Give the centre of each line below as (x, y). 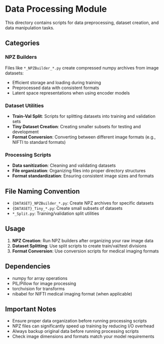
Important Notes (31, 309)
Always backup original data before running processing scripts (75, 331)
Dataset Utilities (24, 105)
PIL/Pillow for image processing (44, 283)
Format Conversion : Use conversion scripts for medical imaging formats (85, 251)
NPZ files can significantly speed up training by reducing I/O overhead (83, 326)
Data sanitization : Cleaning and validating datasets (64, 165)
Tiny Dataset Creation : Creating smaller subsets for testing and (76, 126)
